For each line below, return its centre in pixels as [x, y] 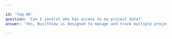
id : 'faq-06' [19, 14]
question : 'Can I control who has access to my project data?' [74, 19]
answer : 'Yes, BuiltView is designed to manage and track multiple [79, 24]
